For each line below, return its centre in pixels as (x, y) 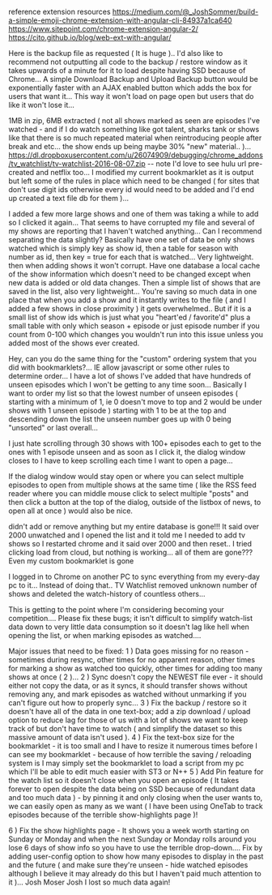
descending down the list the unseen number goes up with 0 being (120, 419)
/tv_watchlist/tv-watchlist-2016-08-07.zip (77, 164)
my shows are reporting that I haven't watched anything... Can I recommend (135, 231)
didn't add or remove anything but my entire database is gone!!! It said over (134, 527)
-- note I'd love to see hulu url (197, 164)
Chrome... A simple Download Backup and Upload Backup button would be (134, 79)
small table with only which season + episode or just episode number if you (134, 326)
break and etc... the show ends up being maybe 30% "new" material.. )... (130, 146)
